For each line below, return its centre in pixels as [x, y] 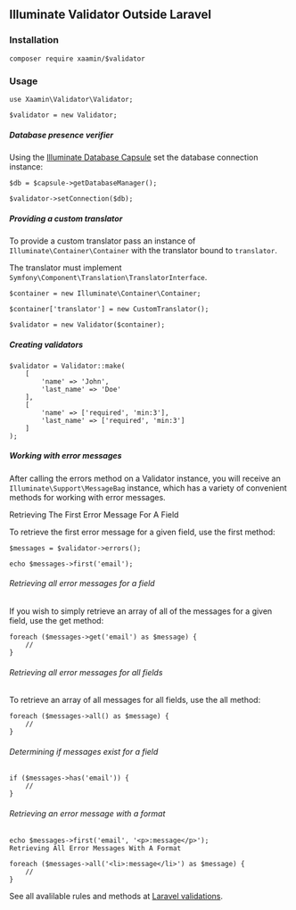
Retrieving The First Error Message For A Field [94, 514]
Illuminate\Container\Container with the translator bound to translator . [144, 250]
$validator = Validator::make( [67, 366]
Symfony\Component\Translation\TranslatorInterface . [108, 277]
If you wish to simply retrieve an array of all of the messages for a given [141, 611]
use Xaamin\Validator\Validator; [71, 99]
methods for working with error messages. [88, 497]
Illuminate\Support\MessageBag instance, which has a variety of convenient [148, 488]
